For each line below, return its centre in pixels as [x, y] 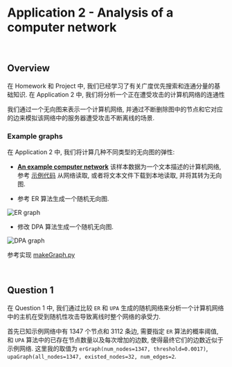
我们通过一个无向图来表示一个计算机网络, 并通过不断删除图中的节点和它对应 [115, 109]
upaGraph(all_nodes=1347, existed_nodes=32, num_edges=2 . [92, 356]
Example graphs [35, 136]
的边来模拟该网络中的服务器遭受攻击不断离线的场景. [81, 117]
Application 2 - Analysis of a [90, 13]
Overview [29, 68]
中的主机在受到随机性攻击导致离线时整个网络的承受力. [84, 317]
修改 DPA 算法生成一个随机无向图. [65, 227]
